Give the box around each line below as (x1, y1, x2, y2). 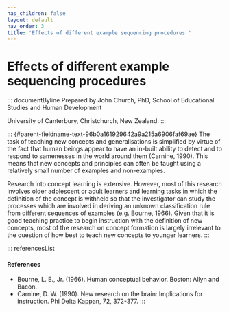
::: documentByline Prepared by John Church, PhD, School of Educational (7, 96, 215, 104)
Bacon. (16, 282, 38, 291)
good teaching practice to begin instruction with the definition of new (7, 216, 203, 225)
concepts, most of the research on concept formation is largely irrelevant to (7, 224, 221, 232)
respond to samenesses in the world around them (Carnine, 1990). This (7, 152, 208, 160)
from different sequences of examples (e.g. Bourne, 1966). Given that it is (7, 209, 215, 217)
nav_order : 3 (7, 23, 45, 30)
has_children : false (7, 10, 67, 17)
